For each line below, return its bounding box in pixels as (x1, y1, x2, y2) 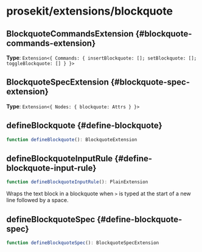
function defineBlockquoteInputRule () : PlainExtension (6, 179, 148, 185)
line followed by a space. (6, 197, 69, 204)
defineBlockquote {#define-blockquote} (6, 121, 162, 131)
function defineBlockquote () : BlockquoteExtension (6, 136, 138, 142)
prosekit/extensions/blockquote (6, 4, 173, 18)
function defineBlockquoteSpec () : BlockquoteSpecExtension (6, 240, 159, 246)
